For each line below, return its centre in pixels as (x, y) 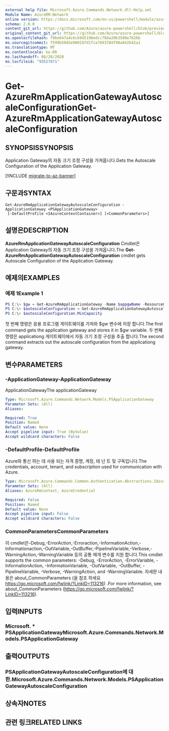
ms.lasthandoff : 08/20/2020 (35, 57)
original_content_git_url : (33, 33)
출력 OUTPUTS (27, 656)
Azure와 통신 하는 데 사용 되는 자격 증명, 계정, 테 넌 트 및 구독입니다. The (76, 461)
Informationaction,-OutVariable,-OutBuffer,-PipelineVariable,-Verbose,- (79, 549)
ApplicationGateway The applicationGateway (51, 390)
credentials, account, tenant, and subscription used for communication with (83, 467)
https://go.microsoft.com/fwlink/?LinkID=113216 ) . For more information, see (83, 584)
